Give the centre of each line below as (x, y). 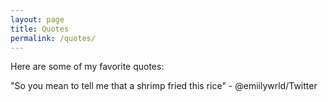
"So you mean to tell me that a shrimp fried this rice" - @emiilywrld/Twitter (164, 86)
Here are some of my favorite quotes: (87, 67)
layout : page (37, 19)
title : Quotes (40, 29)
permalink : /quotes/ (53, 38)
